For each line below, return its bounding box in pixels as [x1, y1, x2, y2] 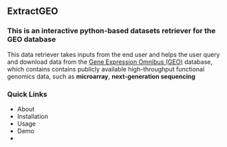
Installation [17, 112, 49, 120]
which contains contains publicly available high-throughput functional [7, 65, 205, 73]
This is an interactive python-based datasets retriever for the [7, 26, 216, 36]
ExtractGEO [7, 5, 58, 17]
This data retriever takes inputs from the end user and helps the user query [7, 50, 220, 58]
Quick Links [7, 89, 47, 99]
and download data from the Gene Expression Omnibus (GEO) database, [7, 58, 213, 66]
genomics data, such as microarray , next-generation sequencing [7, 72, 196, 80]
